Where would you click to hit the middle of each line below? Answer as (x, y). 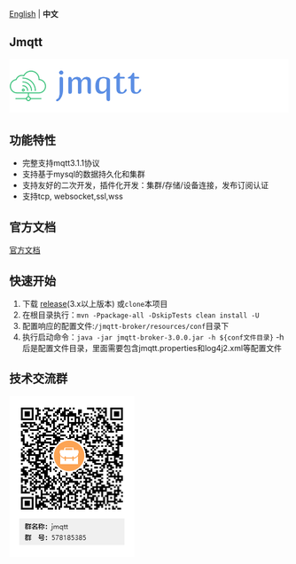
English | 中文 (34, 14)
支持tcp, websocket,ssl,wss (73, 196)
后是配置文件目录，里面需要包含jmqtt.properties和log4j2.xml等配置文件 (152, 348)
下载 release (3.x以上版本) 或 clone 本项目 (95, 303)
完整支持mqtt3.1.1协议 (61, 163)
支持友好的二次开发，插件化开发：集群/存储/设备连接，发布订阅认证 (145, 185)
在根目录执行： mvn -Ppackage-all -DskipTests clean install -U (140, 315)
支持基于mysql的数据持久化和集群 (84, 174)
